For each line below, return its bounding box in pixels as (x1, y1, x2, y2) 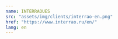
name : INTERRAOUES (5, 8, 50, 14)
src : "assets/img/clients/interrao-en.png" (5, 14, 113, 19)
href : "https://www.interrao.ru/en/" (5, 19, 98, 25)
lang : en (5, 24, 27, 30)
